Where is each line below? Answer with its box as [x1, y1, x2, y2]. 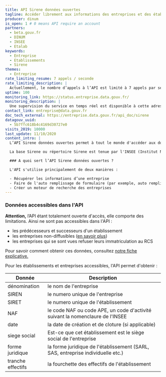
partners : [5, 26, 26, 31]
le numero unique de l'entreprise [47, 291, 123, 297]
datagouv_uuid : [5, 117, 37, 123]
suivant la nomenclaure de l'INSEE [47, 313, 127, 320]
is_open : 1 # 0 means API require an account [5, 21, 100, 26]
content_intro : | [5, 136, 41, 141]
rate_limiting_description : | [5, 81, 68, 85]
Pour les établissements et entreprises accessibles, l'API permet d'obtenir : [5, 262, 158, 268]
